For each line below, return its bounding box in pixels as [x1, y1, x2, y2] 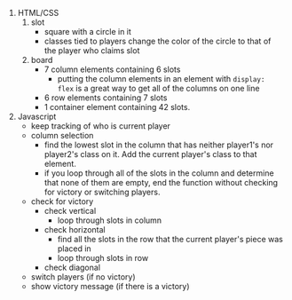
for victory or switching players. [43, 186, 161, 197]
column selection [30, 130, 94, 140]
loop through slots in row [57, 253, 149, 263]
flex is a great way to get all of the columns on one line [57, 83, 260, 93]
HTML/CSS [17, 8, 59, 18]
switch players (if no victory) [30, 272, 136, 282]
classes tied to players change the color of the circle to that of [43, 36, 272, 46]
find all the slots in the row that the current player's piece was [57, 234, 284, 244]
